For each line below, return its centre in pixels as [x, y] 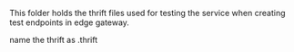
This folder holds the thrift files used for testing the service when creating [147, 13]
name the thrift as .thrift [54, 40]
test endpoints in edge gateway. [70, 22]
